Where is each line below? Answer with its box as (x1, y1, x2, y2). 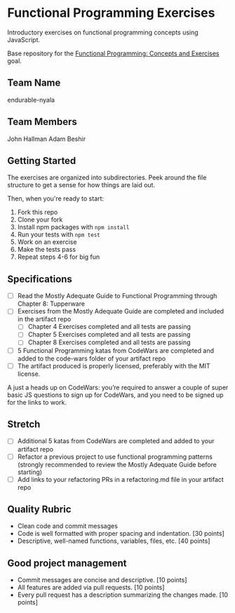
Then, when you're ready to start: (7, 194, 104, 203)
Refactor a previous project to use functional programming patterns (17, 452, 213, 461)
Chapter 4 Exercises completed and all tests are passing (27, 323, 192, 331)
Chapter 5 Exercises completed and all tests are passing (27, 330, 191, 339)
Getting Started (7, 154, 76, 166)
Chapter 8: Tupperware (17, 299, 86, 308)
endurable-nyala (7, 95, 55, 104)
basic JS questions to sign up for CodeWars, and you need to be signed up (7, 391, 224, 399)
